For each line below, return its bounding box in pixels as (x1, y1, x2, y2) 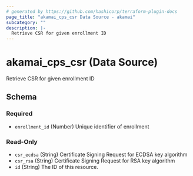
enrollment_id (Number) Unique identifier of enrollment (14, 123, 149, 130)
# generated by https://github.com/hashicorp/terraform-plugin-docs (6, 8, 178, 15)
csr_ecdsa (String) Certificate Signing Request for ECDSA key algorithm (14, 151, 188, 158)
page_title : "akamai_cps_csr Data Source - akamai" (6, 14, 135, 20)
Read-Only (6, 137, 38, 145)
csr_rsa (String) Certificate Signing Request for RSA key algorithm (14, 157, 175, 164)
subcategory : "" (6, 19, 46, 25)
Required (6, 110, 33, 118)
